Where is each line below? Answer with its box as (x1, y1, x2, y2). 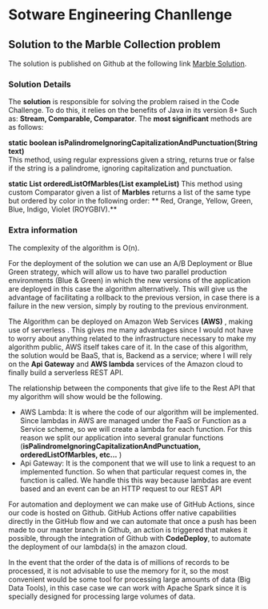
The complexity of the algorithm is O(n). (8, 243, 140, 252)
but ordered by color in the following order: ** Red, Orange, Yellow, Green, (8, 196, 254, 206)
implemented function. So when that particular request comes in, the (19, 466, 247, 476)
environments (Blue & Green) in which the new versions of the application (8, 275, 250, 285)
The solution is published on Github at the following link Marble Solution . (8, 58, 247, 68)
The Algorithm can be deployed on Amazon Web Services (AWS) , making (8, 317, 254, 326)
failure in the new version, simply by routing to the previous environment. (8, 300, 250, 310)
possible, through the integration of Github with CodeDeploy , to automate (8, 533, 252, 542)
